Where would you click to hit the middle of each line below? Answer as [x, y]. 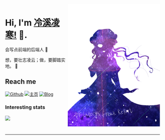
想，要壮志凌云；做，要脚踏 [33, 60]
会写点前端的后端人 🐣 [27, 49]
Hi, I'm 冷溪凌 [32, 23]
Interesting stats [25, 107]
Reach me [21, 82]
